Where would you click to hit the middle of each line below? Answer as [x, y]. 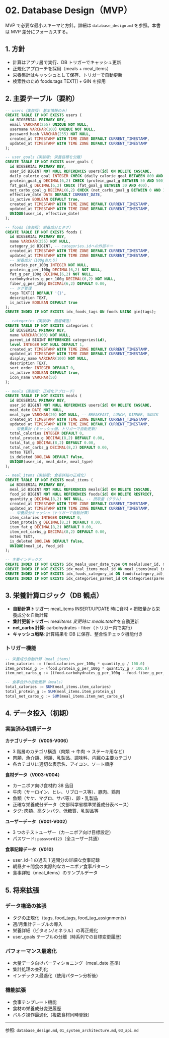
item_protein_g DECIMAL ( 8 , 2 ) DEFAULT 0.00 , [56, 523]
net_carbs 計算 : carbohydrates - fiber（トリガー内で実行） [73, 627]
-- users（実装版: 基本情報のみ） [37, 111]
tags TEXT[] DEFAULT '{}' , [38, 293]
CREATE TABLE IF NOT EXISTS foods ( [44, 232]
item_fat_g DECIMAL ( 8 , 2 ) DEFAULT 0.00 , [52, 527]
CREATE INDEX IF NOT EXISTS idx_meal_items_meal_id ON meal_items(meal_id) [86, 569]
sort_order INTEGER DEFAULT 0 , [43, 368]
